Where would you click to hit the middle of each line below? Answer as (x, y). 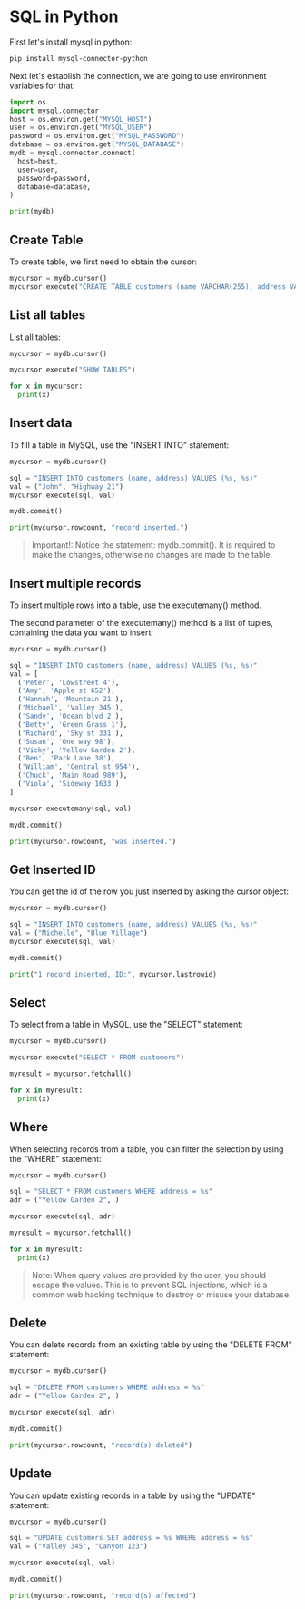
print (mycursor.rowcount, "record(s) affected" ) (103, 1595)
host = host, (38, 161)
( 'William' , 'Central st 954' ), (79, 767)
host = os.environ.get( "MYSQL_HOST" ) (81, 119)
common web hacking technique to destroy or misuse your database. (162, 1294)
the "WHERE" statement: (55, 1158)
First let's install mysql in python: (71, 42)
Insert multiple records (75, 583)
